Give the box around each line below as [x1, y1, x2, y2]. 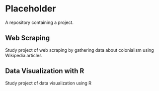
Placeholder [5, 3, 56, 14]
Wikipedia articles [5, 52, 42, 58]
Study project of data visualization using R [5, 80, 92, 86]
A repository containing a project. [5, 19, 74, 25]
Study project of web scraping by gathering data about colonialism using [5, 47, 154, 53]
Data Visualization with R [5, 67, 84, 75]
